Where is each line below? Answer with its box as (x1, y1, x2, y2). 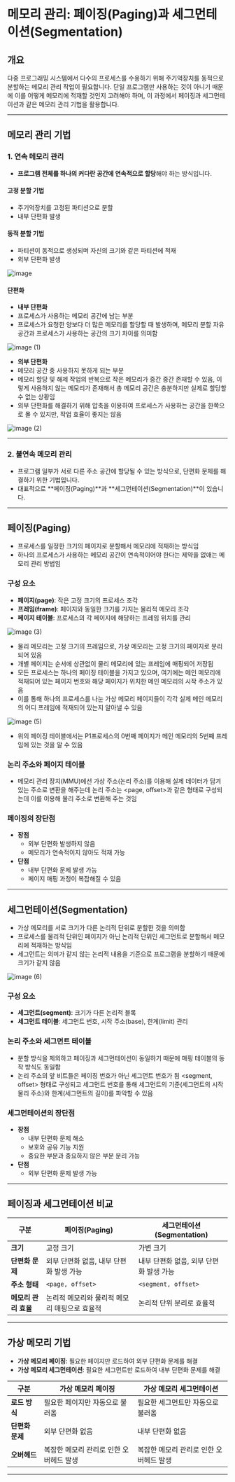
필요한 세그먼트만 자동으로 (137, 1397, 219, 1407)
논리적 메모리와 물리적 (45, 1293, 115, 1303)
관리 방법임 (30, 560, 61, 568)
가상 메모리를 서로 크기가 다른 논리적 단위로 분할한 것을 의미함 (17, 924, 185, 932)
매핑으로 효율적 (54, 1303, 102, 1313)
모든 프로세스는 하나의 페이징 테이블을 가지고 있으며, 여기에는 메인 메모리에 (17, 668, 222, 677)
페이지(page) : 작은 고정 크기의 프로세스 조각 (17, 596, 138, 604)
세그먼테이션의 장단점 (7, 1108, 76, 1118)
